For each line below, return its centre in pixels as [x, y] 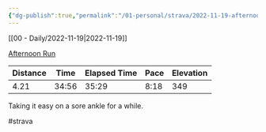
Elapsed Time [111, 73]
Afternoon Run [32, 53]
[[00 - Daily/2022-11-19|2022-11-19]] [68, 38]
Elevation [190, 73]
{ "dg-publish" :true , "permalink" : [63, 15]
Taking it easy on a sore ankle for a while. [76, 106]
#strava [21, 121]
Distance [29, 73]
